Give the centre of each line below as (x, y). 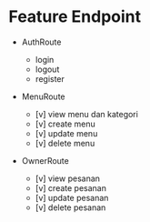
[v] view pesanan (68, 178)
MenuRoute (43, 96)
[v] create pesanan (70, 187)
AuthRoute (41, 42)
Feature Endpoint (75, 17)
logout (47, 69)
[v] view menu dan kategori (86, 114)
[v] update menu (66, 133)
